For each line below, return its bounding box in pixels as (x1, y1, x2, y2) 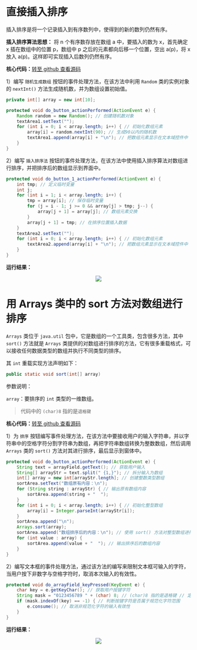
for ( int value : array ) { (16, 535, 83, 541)
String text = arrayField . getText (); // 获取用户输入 (16, 464, 145, 470)
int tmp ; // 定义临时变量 (16, 181, 74, 188)
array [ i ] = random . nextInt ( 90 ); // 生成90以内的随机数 (27, 130, 157, 135)
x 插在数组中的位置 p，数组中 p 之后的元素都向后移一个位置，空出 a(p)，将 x (6, 45, 191, 53)
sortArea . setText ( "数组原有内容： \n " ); (16, 481, 108, 486)
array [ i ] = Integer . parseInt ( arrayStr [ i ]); (27, 508, 135, 513)
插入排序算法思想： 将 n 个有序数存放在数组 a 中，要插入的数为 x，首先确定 (6, 38, 188, 45)
